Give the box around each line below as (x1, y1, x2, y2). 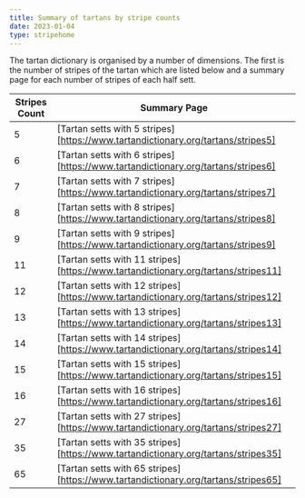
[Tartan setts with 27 (56, 410, 147, 423)
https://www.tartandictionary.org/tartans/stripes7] (60, 186, 276, 199)
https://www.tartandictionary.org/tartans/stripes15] (60, 369, 282, 382)
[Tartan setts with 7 (56, 174, 141, 187)
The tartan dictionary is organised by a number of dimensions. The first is (9, 55, 284, 66)
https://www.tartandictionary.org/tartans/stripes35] (60, 447, 282, 460)
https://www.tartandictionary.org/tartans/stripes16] (60, 395, 282, 408)
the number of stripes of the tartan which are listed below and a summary (9, 65, 285, 75)
